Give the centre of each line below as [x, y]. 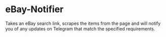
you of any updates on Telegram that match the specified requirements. [80, 28]
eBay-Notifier [35, 9]
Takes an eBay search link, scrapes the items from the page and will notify [83, 23]
